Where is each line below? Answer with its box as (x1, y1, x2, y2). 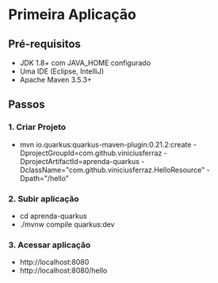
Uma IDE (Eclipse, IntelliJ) (19, 67, 105, 76)
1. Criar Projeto (8, 121, 67, 132)
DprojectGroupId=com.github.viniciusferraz (19, 148, 163, 158)
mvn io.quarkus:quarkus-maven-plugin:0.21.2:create (19, 140, 192, 149)
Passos (8, 98, 45, 112)
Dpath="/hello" (19, 173, 70, 183)
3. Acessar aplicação (8, 239, 91, 250)
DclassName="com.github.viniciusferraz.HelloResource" (19, 165, 205, 174)
